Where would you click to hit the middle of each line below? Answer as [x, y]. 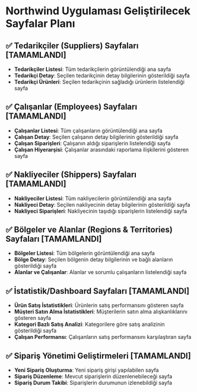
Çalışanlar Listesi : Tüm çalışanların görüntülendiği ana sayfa [88, 130]
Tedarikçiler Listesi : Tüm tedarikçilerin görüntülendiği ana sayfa [93, 69]
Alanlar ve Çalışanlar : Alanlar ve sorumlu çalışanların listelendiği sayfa [100, 272]
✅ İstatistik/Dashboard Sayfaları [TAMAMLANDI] [98, 291]
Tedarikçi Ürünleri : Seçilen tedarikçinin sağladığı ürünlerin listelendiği [99, 82]
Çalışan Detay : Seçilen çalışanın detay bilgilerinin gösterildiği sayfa [96, 137]
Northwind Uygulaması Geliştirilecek [98, 11]
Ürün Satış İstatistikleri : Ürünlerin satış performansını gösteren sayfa [99, 306]
